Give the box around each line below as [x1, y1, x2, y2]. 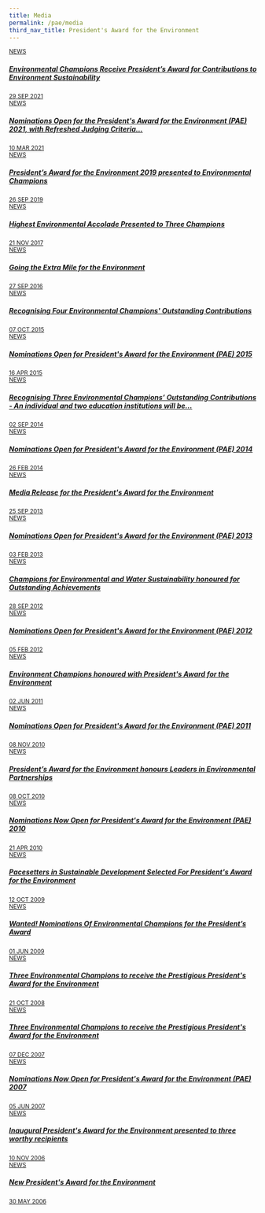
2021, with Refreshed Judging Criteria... [9, 124, 144, 134]
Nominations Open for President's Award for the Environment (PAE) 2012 [9, 625, 252, 635]
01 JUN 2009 [9, 947, 45, 955]
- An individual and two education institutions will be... [9, 401, 193, 410]
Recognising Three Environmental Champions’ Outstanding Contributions [9, 392, 256, 402]
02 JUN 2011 [9, 697, 44, 705]
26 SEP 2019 [9, 196, 44, 204]
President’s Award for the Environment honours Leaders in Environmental [9, 764, 256, 773]
